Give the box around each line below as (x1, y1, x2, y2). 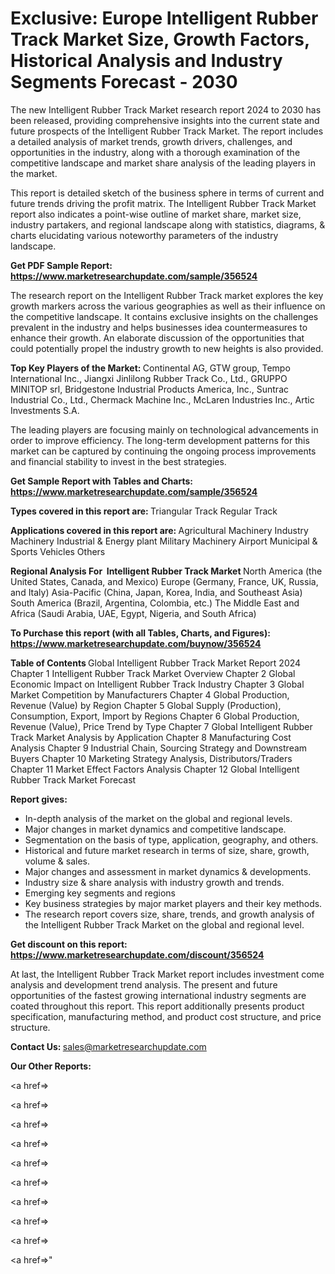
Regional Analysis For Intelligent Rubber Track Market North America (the (10, 565, 323, 577)
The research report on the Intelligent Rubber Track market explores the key (10, 289, 324, 301)
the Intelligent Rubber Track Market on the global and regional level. (24, 918, 305, 931)
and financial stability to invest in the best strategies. (10, 455, 227, 467)
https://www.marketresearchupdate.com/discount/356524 (10, 948, 265, 961)
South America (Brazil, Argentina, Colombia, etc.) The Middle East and (10, 597, 300, 609)
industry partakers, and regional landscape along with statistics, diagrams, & (10, 218, 326, 231)
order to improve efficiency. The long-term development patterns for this (10, 434, 310, 446)
